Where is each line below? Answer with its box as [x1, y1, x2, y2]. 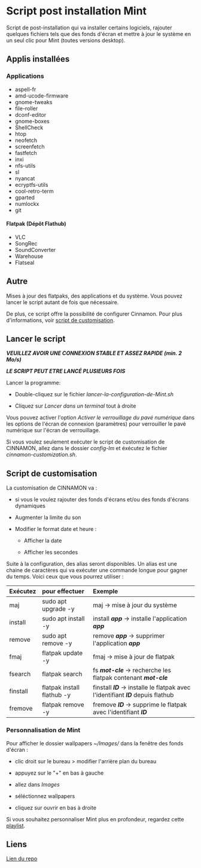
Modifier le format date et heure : [14, 526, 97, 533]
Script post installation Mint [6, 4, 147, 18]
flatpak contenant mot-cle [92, 673, 168, 682]
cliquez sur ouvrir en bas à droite [14, 804, 97, 811]
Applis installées [6, 54, 70, 64]
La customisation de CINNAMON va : [6, 484, 98, 491]
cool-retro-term [14, 187, 54, 195]
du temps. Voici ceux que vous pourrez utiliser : [6, 573, 124, 580]
